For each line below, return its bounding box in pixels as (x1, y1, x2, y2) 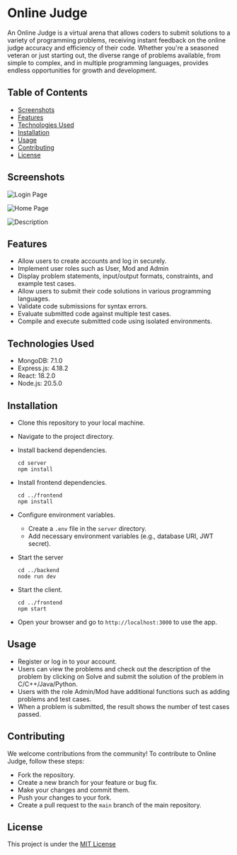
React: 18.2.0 (17, 371, 56, 380)
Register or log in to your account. (17, 657, 117, 666)
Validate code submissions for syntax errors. (17, 302, 149, 311)
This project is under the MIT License (7, 840, 116, 849)
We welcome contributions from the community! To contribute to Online (7, 749, 216, 758)
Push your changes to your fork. (17, 793, 112, 802)
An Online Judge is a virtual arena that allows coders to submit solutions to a (7, 28, 231, 37)
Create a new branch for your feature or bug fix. (17, 778, 158, 786)
